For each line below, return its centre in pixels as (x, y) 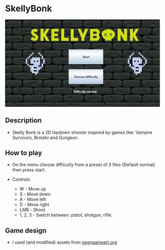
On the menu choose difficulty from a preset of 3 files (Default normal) (84, 165)
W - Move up (33, 189)
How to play (24, 153)
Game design (26, 231)
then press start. (29, 170)
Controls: (21, 179)
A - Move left (33, 199)
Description (23, 121)
